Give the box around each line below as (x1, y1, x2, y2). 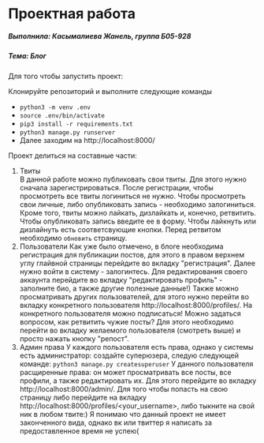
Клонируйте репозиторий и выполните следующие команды (8, 86, 213, 96)
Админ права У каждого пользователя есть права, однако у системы (19, 342, 254, 351)
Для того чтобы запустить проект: (8, 71, 124, 81)
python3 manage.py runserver (19, 128, 116, 137)
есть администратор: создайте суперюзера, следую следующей (19, 351, 239, 360)
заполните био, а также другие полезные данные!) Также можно (19, 283, 239, 293)
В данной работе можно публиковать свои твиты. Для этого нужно (19, 175, 247, 184)
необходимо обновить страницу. (19, 233, 128, 242)
